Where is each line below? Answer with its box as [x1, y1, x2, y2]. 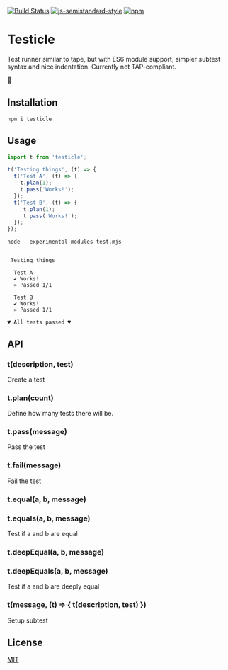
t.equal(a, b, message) [7, 494, 86, 504]
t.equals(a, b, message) [7, 513, 91, 523]
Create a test [7, 375, 45, 384]
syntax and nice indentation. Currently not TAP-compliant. [7, 62, 177, 71]
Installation [7, 96, 58, 109]
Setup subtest [7, 616, 48, 625]
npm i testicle [7, 115, 52, 123]
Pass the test [7, 443, 46, 451]
